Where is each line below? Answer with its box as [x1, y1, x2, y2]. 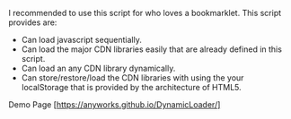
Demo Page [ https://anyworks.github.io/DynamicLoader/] [8, 99, 221, 110]
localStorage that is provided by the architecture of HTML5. [21, 82, 242, 92]
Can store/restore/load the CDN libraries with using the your [21, 72, 244, 83]
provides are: [8, 17, 57, 28]
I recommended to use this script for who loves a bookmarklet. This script [8, 8, 282, 18]
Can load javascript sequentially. [21, 35, 143, 45]
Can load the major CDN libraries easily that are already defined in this [21, 44, 282, 55]
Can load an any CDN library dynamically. [21, 63, 176, 73]
